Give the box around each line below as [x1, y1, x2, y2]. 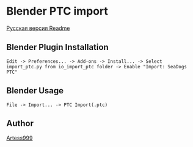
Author [6, 118, 34, 129]
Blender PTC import [6, 4, 109, 18]
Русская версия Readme [6, 24, 70, 32]
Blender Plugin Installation [6, 42, 109, 52]
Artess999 [6, 134, 33, 142]
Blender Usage [6, 85, 64, 96]
